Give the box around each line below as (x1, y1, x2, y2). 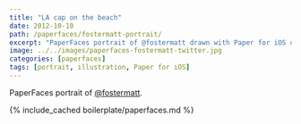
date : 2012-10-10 (9, 21, 74, 30)
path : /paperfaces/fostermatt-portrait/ (9, 29, 163, 38)
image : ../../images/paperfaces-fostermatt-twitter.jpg (9, 46, 222, 55)
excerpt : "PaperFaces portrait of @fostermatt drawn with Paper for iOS (9, 37, 287, 47)
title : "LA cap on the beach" (9, 12, 123, 22)
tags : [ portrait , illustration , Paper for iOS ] (9, 63, 191, 72)
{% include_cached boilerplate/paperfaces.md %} (9, 104, 194, 115)
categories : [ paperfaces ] (9, 54, 106, 63)
